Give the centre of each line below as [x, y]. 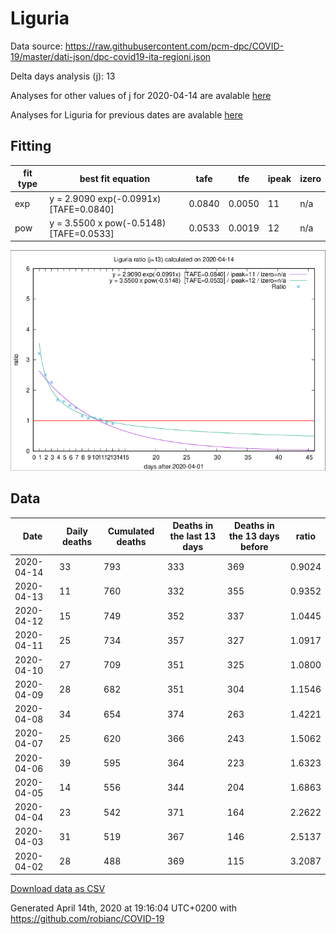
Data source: [36, 46]
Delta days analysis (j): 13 [63, 76]
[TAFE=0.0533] [82, 233]
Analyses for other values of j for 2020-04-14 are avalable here [141, 95]
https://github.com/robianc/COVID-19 [87, 919]
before [254, 547]
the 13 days [254, 536]
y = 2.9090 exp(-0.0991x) [105, 198]
